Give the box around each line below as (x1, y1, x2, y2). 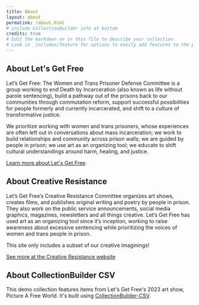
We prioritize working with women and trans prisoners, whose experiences (6, 122, 189, 129)
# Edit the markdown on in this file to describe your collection (6, 36, 174, 42)
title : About (6, 8, 38, 15)
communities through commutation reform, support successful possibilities (6, 99, 190, 106)
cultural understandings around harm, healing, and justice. (6, 148, 149, 155)
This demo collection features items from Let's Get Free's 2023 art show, (6, 286, 185, 293)
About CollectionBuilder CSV (6, 270, 115, 280)
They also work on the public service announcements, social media (6, 205, 171, 212)
